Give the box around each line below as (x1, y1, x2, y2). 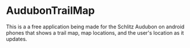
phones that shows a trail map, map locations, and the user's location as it (6, 29, 184, 36)
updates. (6, 35, 27, 42)
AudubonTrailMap (6, 4, 95, 17)
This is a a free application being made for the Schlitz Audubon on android (6, 23, 185, 30)
